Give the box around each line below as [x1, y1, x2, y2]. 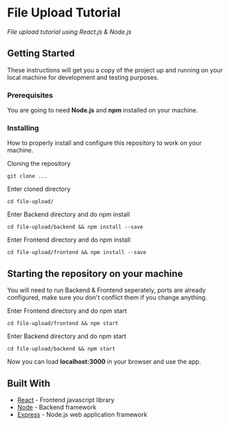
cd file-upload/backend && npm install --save [7, 224, 143, 231]
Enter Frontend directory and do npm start [7, 307, 128, 315]
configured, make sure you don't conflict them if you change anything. [7, 293, 208, 302]
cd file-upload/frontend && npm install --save [7, 249, 147, 256]
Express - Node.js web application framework [17, 410, 148, 418]
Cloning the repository [7, 160, 71, 168]
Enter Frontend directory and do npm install [7, 236, 131, 244]
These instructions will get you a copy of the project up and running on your [7, 65, 223, 74]
